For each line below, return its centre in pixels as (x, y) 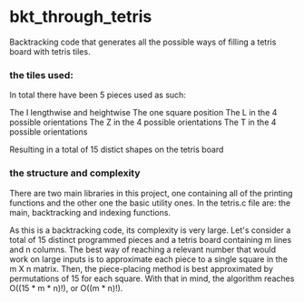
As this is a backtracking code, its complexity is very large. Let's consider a (150, 230)
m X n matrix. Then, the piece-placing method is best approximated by (142, 268)
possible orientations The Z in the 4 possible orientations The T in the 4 (143, 122)
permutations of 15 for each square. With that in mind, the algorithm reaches (152, 278)
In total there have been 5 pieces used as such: (98, 95)
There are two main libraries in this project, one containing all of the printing (151, 193)
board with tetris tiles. (50, 51)
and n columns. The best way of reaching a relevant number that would (143, 249)
